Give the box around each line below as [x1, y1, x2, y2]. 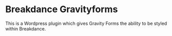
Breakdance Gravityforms [5, 4, 118, 15]
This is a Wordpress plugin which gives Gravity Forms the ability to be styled [5, 20, 167, 26]
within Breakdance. [5, 25, 46, 31]
